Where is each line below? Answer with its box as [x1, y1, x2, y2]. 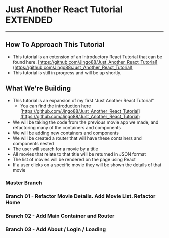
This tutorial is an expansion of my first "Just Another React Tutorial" [12, 97, 154, 103]
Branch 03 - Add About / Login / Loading [5, 226, 106, 233]
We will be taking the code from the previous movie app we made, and [12, 119, 159, 125]
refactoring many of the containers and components [12, 124, 121, 130]
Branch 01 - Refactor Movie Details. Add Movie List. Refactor [5, 193, 156, 200]
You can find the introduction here [20, 103, 91, 109]
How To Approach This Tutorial [5, 40, 105, 49]
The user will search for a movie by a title [12, 146, 98, 152]
